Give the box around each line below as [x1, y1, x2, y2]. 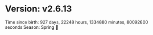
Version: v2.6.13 [5, 3, 72, 14]
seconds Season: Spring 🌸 [5, 24, 59, 30]
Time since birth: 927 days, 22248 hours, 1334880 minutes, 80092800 [5, 19, 148, 25]
